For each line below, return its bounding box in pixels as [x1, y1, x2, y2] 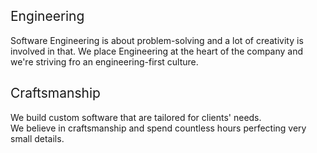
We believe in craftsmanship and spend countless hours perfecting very [10, 122, 307, 134]
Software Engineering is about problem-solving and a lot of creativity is [10, 34, 304, 46]
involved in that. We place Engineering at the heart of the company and [10, 45, 304, 57]
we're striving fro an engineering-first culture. [10, 55, 199, 68]
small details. [10, 132, 65, 144]
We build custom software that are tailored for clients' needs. [10, 111, 262, 123]
